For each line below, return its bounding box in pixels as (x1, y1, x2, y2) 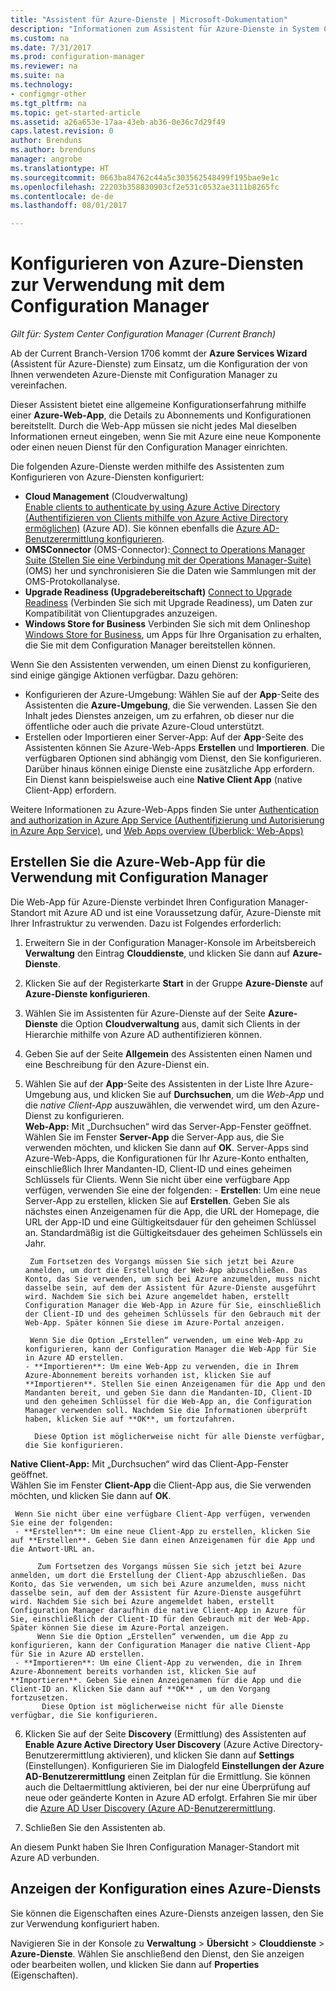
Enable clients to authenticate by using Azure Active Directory (24, 501, 281, 513)
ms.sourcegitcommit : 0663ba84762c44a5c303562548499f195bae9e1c (10, 172, 280, 183)
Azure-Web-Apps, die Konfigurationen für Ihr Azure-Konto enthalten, (24, 1152, 309, 1164)
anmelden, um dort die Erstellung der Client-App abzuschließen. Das (10, 1570, 307, 1580)
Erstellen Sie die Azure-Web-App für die (10, 854, 267, 871)
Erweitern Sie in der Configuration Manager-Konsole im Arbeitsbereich (24, 936, 317, 948)
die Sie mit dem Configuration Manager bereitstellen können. (24, 639, 276, 651)
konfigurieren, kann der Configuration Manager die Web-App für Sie (24, 1344, 317, 1354)
